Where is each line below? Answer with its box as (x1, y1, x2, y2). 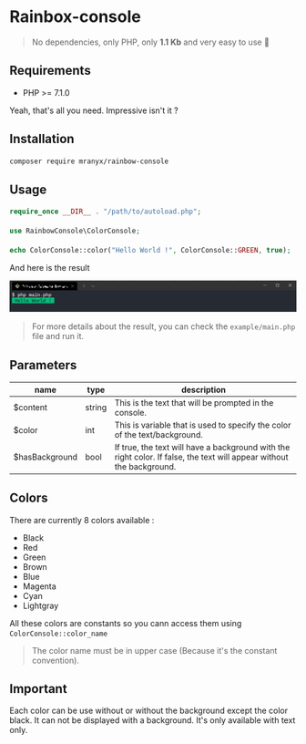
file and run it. (31, 331, 85, 342)
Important (9, 681, 67, 697)
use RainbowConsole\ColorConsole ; (9, 226, 141, 235)
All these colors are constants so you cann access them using (9, 617, 242, 628)
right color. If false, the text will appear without (114, 451, 289, 462)
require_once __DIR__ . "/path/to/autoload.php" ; (9, 207, 202, 216)
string (85, 402, 107, 413)
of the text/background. (114, 429, 203, 440)
